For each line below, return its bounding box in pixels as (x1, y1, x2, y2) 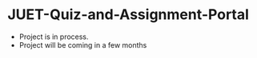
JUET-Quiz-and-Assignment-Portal (7, 6, 250, 24)
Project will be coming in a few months (18, 40, 147, 49)
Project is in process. (18, 32, 89, 41)
